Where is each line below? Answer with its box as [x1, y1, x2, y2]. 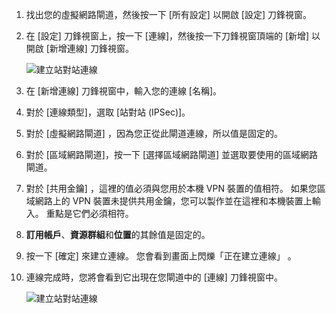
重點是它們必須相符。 [45, 208, 134, 219]
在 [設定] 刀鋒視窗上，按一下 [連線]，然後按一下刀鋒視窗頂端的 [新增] [25, 30, 310, 42]
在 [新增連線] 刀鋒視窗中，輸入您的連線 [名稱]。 [25, 85, 223, 97]
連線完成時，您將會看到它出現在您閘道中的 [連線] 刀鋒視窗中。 [25, 271, 283, 283]
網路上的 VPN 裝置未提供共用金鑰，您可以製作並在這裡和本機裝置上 [34, 195, 313, 207]
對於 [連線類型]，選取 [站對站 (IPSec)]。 [25, 106, 191, 118]
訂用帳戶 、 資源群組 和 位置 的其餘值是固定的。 [25, 229, 211, 240]
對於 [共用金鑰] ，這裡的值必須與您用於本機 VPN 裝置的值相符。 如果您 [25, 183, 318, 194]
